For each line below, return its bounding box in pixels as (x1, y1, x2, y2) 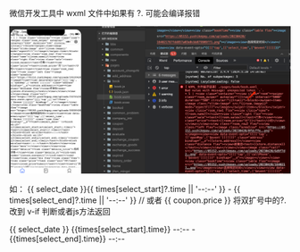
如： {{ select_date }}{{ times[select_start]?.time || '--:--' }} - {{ (9, 184, 241, 195)
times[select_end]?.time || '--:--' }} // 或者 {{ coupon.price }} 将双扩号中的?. (9, 195, 287, 206)
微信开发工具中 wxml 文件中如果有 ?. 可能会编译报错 (9, 8, 201, 18)
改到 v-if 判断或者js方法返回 (9, 206, 111, 217)
